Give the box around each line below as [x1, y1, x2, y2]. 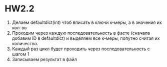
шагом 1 [11, 51, 29, 57]
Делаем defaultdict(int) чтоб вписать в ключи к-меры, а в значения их [11, 19, 162, 25]
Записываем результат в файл [11, 56, 77, 62]
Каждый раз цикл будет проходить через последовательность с [11, 46, 150, 52]
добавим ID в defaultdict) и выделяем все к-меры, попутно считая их [11, 35, 160, 41]
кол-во [11, 24, 27, 30]
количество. [11, 40, 38, 46]
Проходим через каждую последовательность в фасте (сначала [11, 30, 150, 36]
